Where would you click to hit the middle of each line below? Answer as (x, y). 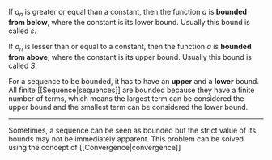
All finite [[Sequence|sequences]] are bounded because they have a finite (132, 90)
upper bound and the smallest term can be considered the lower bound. (128, 107)
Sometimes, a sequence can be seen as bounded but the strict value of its (132, 130)
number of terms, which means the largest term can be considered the (126, 98)
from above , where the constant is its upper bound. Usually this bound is (130, 57)
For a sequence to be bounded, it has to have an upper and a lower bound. (134, 81)
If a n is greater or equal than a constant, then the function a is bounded (128, 13)
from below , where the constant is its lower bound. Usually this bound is (130, 22)
